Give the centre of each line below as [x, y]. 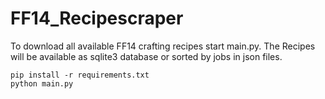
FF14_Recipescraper [97, 18]
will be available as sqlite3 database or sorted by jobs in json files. [146, 56]
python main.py [42, 83]
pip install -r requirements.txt [80, 75]
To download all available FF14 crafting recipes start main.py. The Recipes [163, 46]
